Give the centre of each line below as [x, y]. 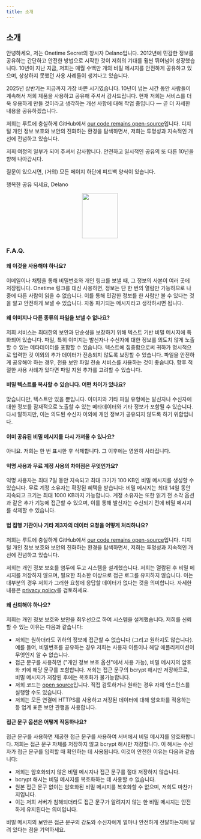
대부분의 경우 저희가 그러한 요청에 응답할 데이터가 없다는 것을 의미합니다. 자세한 [99, 583]
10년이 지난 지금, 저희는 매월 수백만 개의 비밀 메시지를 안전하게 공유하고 [102, 68]
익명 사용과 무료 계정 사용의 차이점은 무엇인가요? [62, 465]
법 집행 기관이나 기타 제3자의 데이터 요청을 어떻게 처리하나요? [77, 525]
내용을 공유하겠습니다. [32, 111]
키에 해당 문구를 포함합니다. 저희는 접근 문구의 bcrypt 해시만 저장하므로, [105, 670]
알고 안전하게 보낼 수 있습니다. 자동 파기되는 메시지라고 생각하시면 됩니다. [98, 303]
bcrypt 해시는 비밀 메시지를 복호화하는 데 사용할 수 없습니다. [85, 779]
